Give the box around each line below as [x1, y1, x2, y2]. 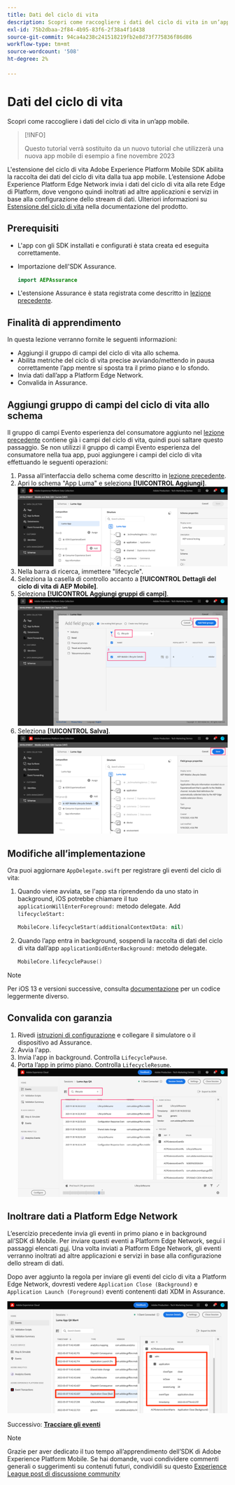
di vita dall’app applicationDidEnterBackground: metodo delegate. [17, 944, 208, 952]
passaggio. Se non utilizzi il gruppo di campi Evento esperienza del [7, 443, 201, 451]
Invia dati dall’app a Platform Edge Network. [17, 371, 144, 380]
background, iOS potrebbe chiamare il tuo [17, 895, 138, 903]
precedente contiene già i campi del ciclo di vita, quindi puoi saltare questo [7, 436, 224, 444]
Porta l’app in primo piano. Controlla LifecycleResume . [17, 1060, 172, 1069]
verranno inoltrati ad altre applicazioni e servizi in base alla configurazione [7, 1251, 222, 1260]
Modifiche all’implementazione [7, 847, 145, 859]
